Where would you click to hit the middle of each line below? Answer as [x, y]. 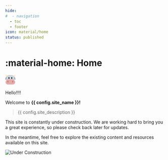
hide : [11, 11]
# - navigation [22, 16]
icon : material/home [27, 32]
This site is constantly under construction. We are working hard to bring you [84, 122]
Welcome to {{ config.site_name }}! [43, 102]
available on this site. [27, 142]
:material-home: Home [54, 63]
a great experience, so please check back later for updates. [67, 127]
